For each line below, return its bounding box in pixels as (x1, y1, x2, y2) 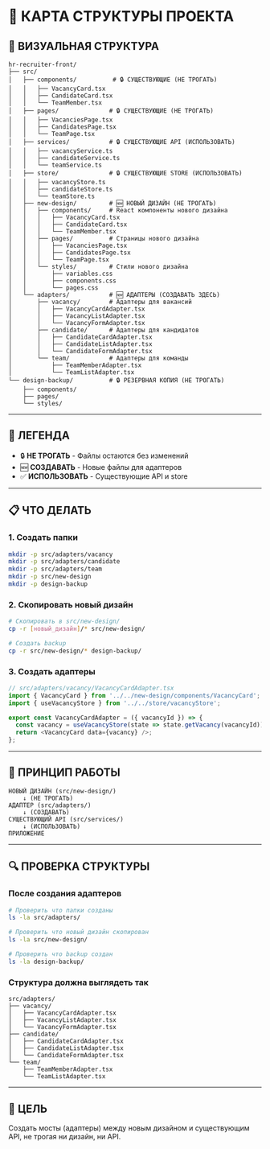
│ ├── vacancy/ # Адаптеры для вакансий (8, 298, 193, 306)
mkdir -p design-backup (8, 580, 88, 588)
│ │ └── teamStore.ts (8, 192, 95, 200)
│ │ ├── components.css (8, 277, 117, 285)
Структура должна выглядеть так (8, 977, 149, 988)
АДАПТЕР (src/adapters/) (8, 801, 92, 809)
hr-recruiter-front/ (8, 60, 78, 68)
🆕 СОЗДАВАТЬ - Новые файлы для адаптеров (19, 462, 182, 472)
